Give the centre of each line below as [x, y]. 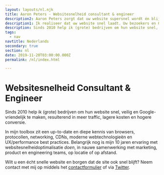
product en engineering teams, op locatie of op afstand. [61, 153]
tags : [10, 32]
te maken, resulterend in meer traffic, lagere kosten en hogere [89, 117]
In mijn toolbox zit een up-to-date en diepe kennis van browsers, [70, 132]
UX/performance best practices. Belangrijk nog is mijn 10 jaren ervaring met [81, 142]
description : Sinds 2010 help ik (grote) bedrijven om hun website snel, [82, 28]
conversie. [16, 122]
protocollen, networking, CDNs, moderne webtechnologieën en [69, 137]
